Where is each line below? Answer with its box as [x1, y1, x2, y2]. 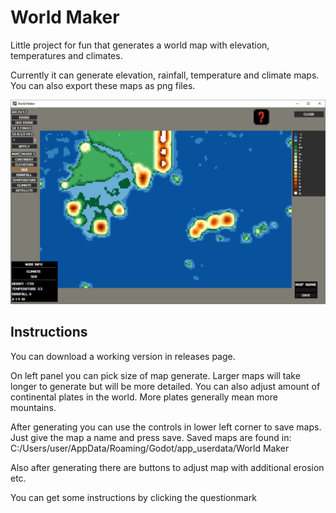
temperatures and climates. [10, 49, 123, 61]
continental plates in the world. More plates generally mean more [10, 391, 278, 403]
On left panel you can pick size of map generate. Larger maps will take [10, 369, 301, 381]
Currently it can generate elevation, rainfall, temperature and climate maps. [10, 69, 320, 81]
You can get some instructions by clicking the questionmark [10, 491, 257, 503]
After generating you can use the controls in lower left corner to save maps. [10, 421, 322, 433]
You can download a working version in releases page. [10, 350, 236, 362]
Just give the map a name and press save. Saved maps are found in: [10, 431, 292, 443]
